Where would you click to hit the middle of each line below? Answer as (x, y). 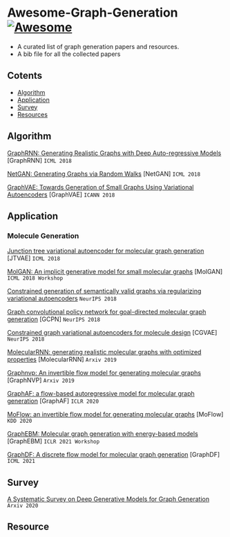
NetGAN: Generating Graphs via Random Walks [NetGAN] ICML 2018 (104, 174)
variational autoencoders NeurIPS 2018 (62, 298)
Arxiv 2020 (23, 506)
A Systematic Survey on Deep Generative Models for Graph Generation (108, 499)
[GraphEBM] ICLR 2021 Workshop (54, 442)
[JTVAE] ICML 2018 (34, 258)
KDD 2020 (20, 421)
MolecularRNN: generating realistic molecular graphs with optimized (104, 352)
